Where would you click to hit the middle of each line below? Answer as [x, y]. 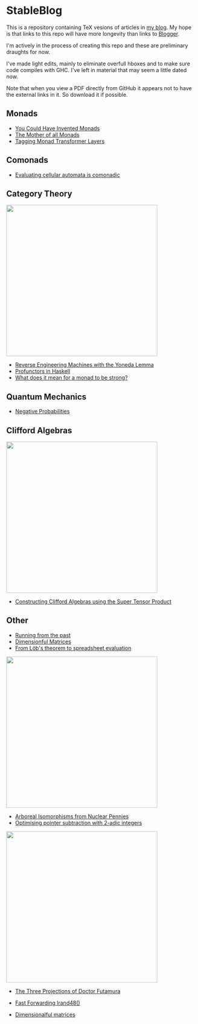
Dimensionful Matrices [43, 642]
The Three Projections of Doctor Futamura [68, 991]
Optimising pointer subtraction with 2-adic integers [78, 822]
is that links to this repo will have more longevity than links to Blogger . [93, 33]
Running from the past [43, 635]
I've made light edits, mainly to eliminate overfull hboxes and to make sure [98, 64]
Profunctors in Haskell [43, 371]
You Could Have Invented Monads [57, 128]
